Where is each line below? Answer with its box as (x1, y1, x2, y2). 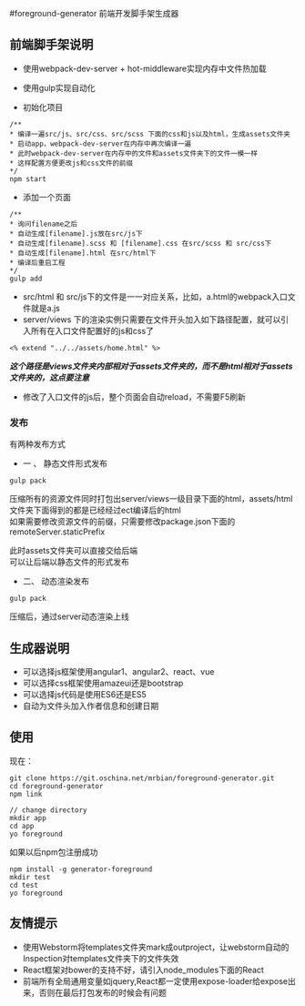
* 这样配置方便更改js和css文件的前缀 (9, 158, 134, 168)
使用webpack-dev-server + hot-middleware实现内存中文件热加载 (22, 63, 267, 74)
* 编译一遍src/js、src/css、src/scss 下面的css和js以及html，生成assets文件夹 (9, 129, 291, 138)
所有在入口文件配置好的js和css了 (30, 325, 155, 336)
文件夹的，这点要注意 (9, 371, 89, 382)
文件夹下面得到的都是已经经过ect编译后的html (9, 504, 182, 516)
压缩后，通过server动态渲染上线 (9, 611, 130, 622)
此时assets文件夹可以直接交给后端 (9, 545, 138, 556)
